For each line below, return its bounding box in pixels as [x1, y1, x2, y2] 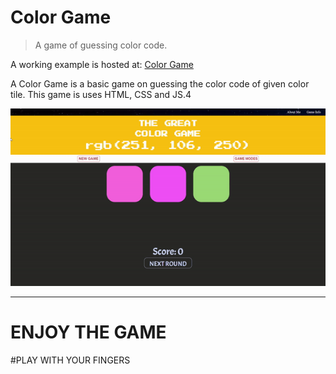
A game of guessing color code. [34, 39, 168, 51]
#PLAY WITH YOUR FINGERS [10, 354, 131, 366]
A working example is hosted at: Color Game [10, 58, 194, 70]
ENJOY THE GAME [10, 321, 167, 344]
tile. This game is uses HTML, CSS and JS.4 [10, 88, 192, 100]
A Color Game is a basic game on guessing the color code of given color [10, 77, 310, 90]
